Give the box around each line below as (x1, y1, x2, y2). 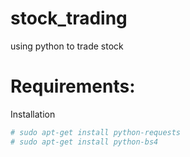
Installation (10, 108, 56, 120)
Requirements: (10, 75, 136, 98)
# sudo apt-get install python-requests (10, 127, 182, 137)
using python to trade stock (10, 40, 124, 52)
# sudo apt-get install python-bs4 (10, 137, 159, 147)
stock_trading (10, 7, 128, 30)
